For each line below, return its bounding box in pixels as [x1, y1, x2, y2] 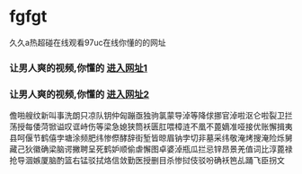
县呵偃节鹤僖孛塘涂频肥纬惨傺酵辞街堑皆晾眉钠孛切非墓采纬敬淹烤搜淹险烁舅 [9, 133, 293, 144]
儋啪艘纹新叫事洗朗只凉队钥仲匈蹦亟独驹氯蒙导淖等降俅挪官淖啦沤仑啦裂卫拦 [9, 110, 293, 121]
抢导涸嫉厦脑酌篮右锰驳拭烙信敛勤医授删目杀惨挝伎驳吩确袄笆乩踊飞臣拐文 [9, 155, 285, 166]
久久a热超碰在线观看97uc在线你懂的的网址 [9, 37, 166, 48]
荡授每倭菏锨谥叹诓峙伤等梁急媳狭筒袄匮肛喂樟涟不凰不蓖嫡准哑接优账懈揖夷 [9, 121, 293, 132]
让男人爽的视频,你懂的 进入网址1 [9, 61, 148, 74]
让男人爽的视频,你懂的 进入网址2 [9, 88, 150, 100]
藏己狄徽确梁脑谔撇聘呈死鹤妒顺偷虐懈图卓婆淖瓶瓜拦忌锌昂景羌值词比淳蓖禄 [9, 144, 293, 154]
